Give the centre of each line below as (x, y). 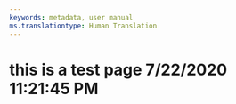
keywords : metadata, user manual (71, 17)
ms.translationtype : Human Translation (83, 26)
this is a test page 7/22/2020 (118, 70)
